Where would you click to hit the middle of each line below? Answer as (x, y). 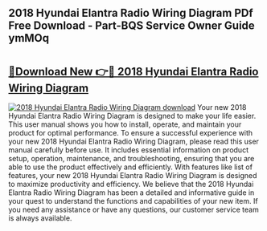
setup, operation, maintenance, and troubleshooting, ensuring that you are (131, 158)
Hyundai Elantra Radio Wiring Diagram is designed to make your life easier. (132, 116)
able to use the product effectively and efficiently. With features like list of (131, 167)
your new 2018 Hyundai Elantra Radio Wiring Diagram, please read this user (134, 141)
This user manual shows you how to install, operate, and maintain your (125, 124)
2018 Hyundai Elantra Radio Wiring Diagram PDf (131, 13)
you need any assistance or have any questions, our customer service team (133, 209)
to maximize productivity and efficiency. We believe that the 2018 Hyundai (131, 184)
